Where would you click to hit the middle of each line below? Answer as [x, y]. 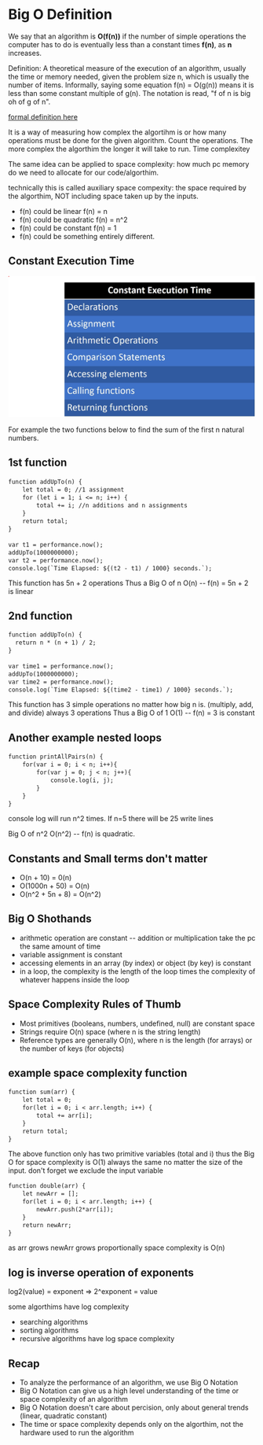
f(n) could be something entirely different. [87, 236]
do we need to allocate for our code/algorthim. [84, 172]
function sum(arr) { [42, 1092]
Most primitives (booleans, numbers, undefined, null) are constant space [137, 1023]
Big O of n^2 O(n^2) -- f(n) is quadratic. [72, 834]
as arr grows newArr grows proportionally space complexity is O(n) [117, 1248]
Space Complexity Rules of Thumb [95, 1004]
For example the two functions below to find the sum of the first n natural [126, 429]
